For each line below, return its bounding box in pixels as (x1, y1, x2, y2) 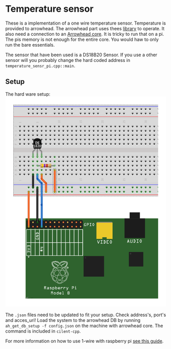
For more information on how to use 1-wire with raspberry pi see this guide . (5, 338, 164, 344)
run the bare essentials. (5, 41, 55, 48)
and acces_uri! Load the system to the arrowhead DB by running (5, 317, 141, 323)
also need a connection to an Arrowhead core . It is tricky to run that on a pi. (5, 31, 164, 37)
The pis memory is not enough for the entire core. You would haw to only (5, 36, 159, 42)
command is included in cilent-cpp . (5, 328, 81, 334)
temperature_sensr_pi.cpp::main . (5, 62, 76, 69)
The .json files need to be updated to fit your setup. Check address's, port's (5, 312, 166, 318)
